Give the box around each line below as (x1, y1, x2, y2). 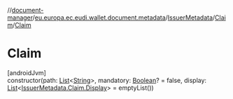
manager (7, 13, 33, 22)
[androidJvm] (7, 68, 47, 77)
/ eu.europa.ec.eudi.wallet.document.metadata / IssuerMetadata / (32, 13, 216, 22)
